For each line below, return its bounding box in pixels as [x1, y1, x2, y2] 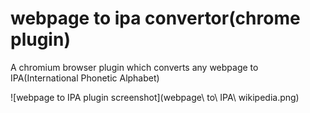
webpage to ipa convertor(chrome [10, 7, 301, 30]
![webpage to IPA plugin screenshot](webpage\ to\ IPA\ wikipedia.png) [10, 91, 300, 103]
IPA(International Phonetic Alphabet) [10, 72, 160, 84]
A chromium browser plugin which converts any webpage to [10, 61, 259, 73]
